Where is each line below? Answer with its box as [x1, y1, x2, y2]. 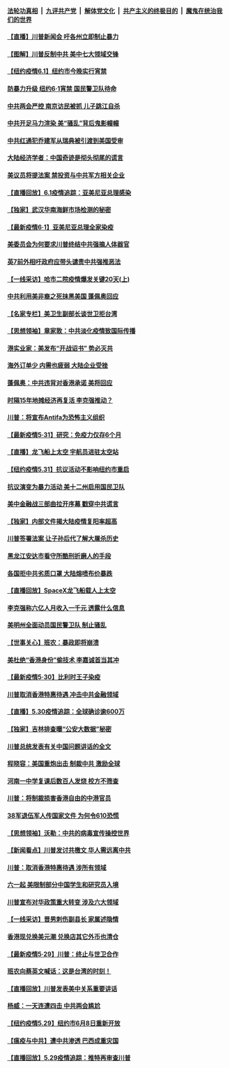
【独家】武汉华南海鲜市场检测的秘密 [7, 206, 112, 214]
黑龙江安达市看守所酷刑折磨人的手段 [7, 552, 112, 560]
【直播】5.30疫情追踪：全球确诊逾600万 [7, 707, 125, 716]
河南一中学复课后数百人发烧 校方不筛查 [7, 776, 119, 785]
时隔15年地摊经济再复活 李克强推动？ [7, 396, 114, 404]
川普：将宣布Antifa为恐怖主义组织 [7, 413, 105, 422]
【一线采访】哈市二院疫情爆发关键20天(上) [7, 275, 130, 283]
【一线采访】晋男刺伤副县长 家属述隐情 [7, 915, 119, 923]
